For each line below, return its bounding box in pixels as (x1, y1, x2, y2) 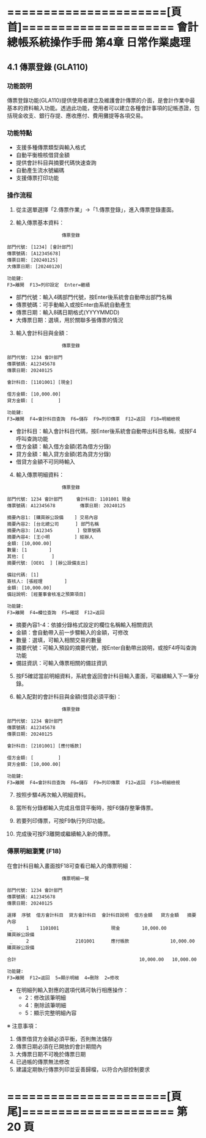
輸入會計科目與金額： (15, 329, 70, 337)
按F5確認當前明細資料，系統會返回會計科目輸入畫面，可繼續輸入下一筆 (15, 672, 194, 680)
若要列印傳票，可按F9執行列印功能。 (15, 817, 109, 824)
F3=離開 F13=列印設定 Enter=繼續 (7, 282, 90, 288)
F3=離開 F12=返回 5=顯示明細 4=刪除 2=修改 (7, 975, 120, 981)
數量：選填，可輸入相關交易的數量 (15, 636, 102, 644)
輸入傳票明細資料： (15, 471, 65, 479)
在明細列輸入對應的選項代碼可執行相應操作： (15, 986, 129, 993)
